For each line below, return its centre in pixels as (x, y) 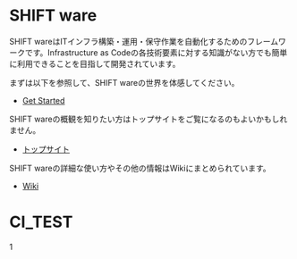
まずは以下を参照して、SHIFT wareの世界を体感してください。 (124, 82)
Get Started (43, 100)
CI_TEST (41, 222)
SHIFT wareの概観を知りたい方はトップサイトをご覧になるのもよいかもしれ (148, 119)
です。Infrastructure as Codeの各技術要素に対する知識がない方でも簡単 (156, 52)
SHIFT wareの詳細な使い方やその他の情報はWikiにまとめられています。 (140, 168)
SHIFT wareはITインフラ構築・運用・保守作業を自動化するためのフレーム (144, 41)
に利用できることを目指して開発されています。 (95, 63)
